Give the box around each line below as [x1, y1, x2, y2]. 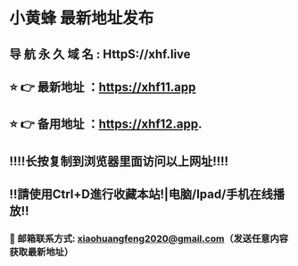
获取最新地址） [9, 246, 74, 259]
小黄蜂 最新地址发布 [9, 8, 154, 29]
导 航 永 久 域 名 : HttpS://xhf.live [9, 46, 191, 62]
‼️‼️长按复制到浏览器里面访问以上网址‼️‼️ [9, 154, 229, 169]
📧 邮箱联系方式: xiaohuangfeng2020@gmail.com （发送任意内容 [9, 233, 288, 245]
